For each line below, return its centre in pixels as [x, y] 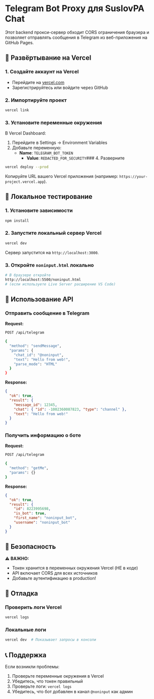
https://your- [133, 176]
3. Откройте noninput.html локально [50, 265]
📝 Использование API [39, 299]
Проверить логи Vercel [33, 607]
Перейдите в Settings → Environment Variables [60, 143]
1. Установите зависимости [39, 210]
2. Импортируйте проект [36, 100]
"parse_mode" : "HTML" [35, 364]
